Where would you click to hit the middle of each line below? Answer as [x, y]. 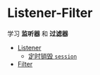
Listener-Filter [50, 13]
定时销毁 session [52, 56]
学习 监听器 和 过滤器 [38, 33]
